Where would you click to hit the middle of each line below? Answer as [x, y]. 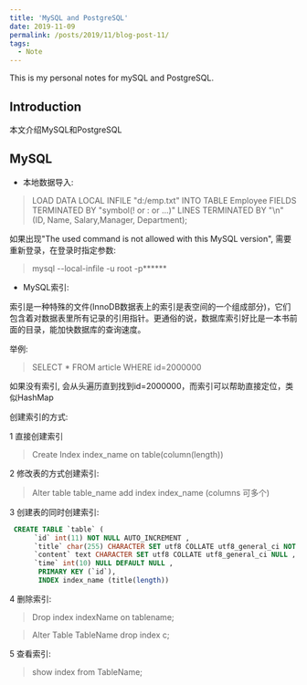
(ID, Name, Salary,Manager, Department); [110, 219]
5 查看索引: [31, 653]
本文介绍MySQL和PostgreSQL [66, 130]
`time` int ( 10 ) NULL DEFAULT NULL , [103, 564]
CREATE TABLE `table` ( [58, 529]
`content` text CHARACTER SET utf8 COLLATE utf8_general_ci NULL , [165, 555]
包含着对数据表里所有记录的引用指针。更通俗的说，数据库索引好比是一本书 [149, 318]
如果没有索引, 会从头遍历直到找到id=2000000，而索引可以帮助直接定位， [148, 385]
